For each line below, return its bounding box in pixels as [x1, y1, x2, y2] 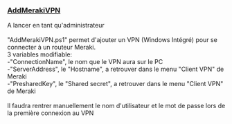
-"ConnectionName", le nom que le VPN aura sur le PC [7, 58, 163, 66]
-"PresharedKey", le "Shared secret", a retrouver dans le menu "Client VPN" [7, 80, 224, 88]
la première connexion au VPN [7, 109, 94, 117]
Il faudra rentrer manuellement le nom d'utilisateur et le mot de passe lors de [7, 102, 226, 110]
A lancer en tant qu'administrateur [7, 21, 105, 30]
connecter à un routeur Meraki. [7, 43, 96, 52]
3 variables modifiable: [7, 50, 73, 59]
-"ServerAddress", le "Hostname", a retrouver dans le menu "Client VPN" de [7, 65, 224, 74]
